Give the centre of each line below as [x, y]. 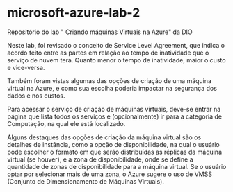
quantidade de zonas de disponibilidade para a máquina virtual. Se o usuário [117, 166]
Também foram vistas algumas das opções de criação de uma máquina [110, 80]
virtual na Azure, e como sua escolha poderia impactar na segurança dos [112, 88]
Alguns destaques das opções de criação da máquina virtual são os [104, 137]
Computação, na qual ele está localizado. [66, 123]
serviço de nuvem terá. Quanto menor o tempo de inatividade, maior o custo [116, 60]
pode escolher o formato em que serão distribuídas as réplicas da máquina [115, 152]
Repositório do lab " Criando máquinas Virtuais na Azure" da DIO [100, 32]
